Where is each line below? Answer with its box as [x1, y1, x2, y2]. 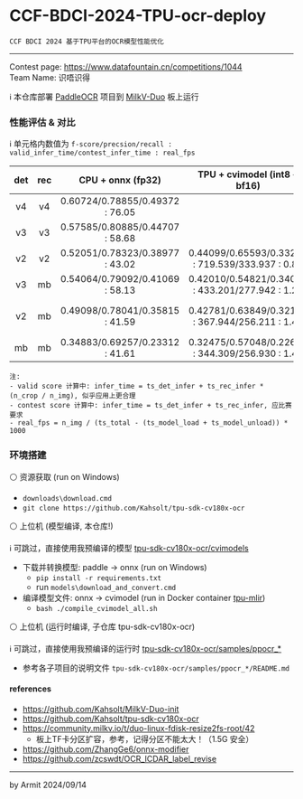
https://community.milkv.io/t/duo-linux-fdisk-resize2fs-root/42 [22, 722, 255, 733]
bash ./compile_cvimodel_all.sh [35, 604, 158, 613]
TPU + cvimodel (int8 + [197, 168, 299, 181]
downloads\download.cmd [22, 493, 113, 503]
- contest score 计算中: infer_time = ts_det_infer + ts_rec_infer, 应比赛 [9, 401, 292, 410]
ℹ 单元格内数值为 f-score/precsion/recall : [9, 138, 173, 149]
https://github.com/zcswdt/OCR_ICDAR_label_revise [22, 753, 217, 764]
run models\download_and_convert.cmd [35, 581, 177, 592]
